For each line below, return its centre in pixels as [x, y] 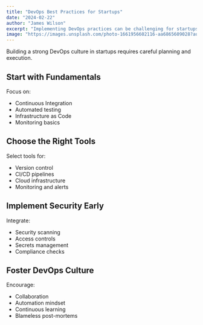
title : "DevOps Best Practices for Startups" [64, 12]
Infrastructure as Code [43, 116]
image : [14, 34]
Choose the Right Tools [51, 142]
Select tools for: [26, 156]
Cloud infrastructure [40, 180]
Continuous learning [40, 309]
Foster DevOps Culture [50, 270]
